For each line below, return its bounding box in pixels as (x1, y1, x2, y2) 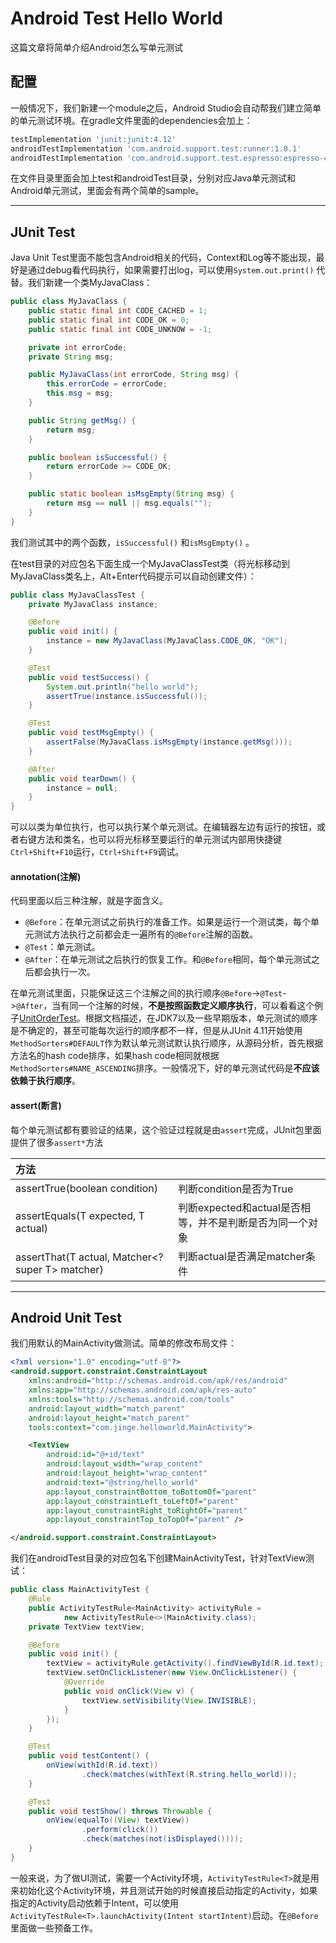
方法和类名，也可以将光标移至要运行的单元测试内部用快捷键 (36, 833, 282, 846)
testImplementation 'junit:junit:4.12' (10, 134, 177, 144)
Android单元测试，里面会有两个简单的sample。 (10, 185, 205, 197)
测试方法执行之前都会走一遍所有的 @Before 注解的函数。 (33, 928, 258, 941)
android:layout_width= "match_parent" (28, 1403, 186, 1414)
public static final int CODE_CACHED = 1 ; (28, 306, 208, 316)
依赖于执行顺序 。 (10, 1075, 81, 1087)
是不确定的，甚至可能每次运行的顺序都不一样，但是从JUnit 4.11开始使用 (10, 1025, 303, 1037)
